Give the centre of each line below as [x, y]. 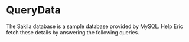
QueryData [33, 10]
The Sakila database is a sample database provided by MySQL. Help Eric [94, 26]
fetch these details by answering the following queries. [73, 32]
